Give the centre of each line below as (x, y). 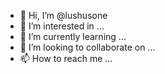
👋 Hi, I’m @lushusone (63, 15)
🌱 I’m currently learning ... (73, 36)
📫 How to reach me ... (66, 58)
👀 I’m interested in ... (62, 26)
